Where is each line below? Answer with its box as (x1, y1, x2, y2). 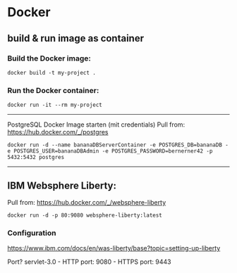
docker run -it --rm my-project (7, 101, 102, 109)
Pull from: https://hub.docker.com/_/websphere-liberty (7, 198, 166, 206)
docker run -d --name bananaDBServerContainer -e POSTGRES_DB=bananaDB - (7, 141, 229, 148)
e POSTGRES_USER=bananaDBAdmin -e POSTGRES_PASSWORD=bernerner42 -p (7, 148, 213, 155)
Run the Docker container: (7, 85, 99, 95)
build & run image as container (7, 32, 145, 44)
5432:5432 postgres (7, 154, 65, 161)
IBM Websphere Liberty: (7, 179, 117, 191)
